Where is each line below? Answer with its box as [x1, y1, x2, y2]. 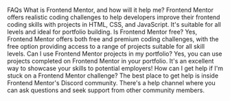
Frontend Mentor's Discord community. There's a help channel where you [7, 79, 216, 87]
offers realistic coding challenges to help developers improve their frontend [7, 13, 220, 21]
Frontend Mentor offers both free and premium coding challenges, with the [7, 35, 219, 43]
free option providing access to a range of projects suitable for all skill [7, 43, 205, 50]
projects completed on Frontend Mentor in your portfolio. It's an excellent [7, 57, 214, 65]
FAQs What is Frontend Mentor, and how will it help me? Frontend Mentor [7, 6, 214, 14]
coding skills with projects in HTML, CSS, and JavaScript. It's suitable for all [7, 21, 221, 28]
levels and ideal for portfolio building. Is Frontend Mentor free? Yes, [7, 27, 198, 36]
